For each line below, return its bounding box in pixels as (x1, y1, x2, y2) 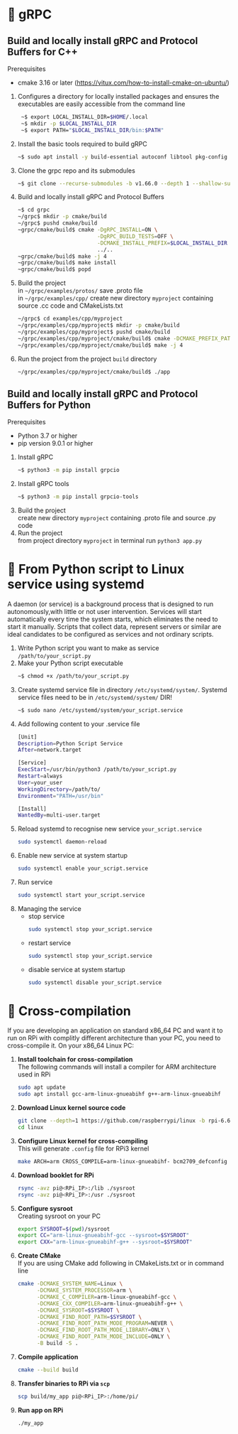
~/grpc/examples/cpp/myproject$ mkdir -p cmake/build (17, 322, 180, 329)
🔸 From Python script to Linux (7, 561, 185, 578)
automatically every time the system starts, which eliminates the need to (7, 615, 218, 623)
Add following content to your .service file (17, 719, 140, 728)
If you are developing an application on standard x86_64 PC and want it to (7, 1026, 223, 1035)
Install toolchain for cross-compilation (17, 1055, 133, 1064)
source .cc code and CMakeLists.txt (17, 301, 123, 310)
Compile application (17, 1352, 79, 1361)
